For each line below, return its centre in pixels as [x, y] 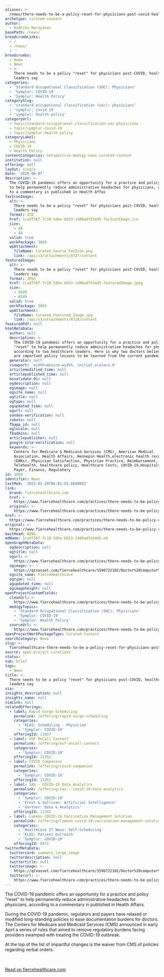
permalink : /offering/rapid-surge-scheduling [61, 716]
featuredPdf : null [24, 324]
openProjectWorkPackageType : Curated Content [52, 634]
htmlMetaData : [20, 329]
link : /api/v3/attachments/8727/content [55, 256]
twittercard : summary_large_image [44, 853]
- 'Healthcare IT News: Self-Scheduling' [61, 830]
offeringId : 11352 [32, 757]
